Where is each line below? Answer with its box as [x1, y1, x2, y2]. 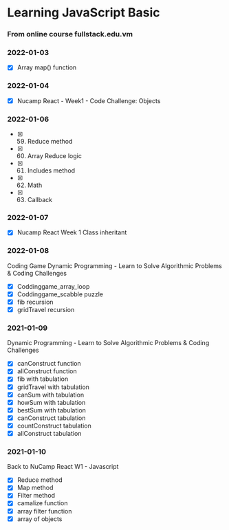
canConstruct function [17, 360, 81, 368]
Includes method [27, 166, 76, 175]
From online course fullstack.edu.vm [7, 30, 133, 39]
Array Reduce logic [27, 152, 83, 160]
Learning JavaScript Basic [7, 5, 160, 21]
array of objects [17, 514, 63, 523]
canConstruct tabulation [17, 414, 86, 422]
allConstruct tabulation [17, 429, 82, 437]
